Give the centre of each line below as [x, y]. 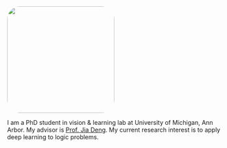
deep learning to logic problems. [53, 137]
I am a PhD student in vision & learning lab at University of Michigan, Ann [110, 122]
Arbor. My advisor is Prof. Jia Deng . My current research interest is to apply [114, 130]
